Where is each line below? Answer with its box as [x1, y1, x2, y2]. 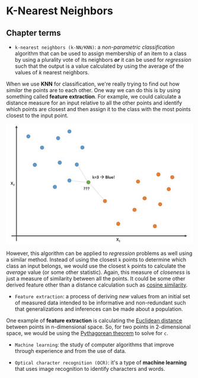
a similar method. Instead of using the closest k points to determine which [6, 256, 187, 263]
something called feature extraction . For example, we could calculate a [6, 93, 181, 100]
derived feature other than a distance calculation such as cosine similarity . [6, 281, 188, 288]
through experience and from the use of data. [14, 347, 126, 354]
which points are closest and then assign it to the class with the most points [6, 106, 191, 112]
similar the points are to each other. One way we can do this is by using [6, 87, 181, 93]
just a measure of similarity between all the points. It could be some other [6, 275, 186, 282]
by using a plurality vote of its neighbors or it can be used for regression [14, 56, 191, 63]
